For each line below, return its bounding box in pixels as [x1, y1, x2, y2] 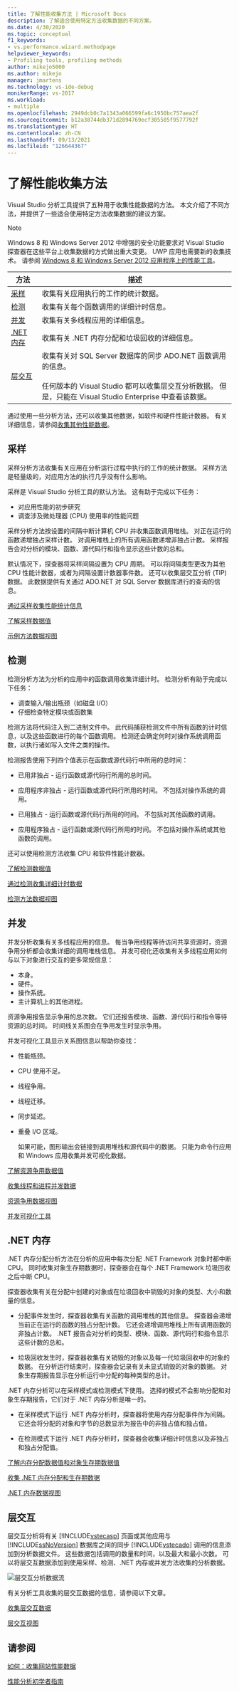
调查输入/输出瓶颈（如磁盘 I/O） [17, 698, 112, 707]
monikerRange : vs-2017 [7, 90, 75, 97]
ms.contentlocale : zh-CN [7, 130, 81, 137]
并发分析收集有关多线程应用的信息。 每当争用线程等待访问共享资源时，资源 [7, 937, 228, 946]
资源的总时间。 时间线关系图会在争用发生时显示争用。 [7, 1021, 165, 1029]
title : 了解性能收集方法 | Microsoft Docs [7, 10, 127, 18]
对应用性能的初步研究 [17, 503, 80, 511]
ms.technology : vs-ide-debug [7, 83, 94, 90]
